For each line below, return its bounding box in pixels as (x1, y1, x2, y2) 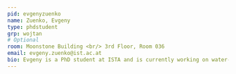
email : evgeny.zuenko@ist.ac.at (7, 50, 102, 57)
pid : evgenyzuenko (7, 10, 61, 18)
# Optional (7, 37, 39, 44)
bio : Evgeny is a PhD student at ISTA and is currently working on (7, 56, 209, 63)
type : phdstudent (7, 23, 58, 30)
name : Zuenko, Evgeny (7, 17, 71, 24)
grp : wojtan (7, 30, 42, 37)
